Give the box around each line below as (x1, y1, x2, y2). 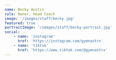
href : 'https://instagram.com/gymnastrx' (17, 39, 104, 44)
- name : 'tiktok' (13, 43, 49, 48)
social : (4, 30, 21, 34)
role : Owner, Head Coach (4, 12, 55, 16)
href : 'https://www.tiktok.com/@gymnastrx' (17, 47, 108, 52)
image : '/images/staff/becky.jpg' (4, 16, 75, 21)
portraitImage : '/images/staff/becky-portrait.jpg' (4, 25, 112, 30)
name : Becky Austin (4, 7, 45, 12)
